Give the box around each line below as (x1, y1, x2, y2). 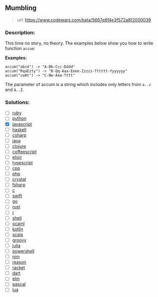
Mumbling (5, 4, 37, 12)
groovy (12, 237, 27, 243)
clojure (12, 143, 26, 149)
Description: (5, 29, 35, 36)
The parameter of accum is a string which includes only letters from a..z (5, 82, 151, 88)
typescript (12, 160, 33, 165)
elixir (12, 154, 22, 160)
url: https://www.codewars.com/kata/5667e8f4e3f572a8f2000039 (17, 17, 151, 23)
